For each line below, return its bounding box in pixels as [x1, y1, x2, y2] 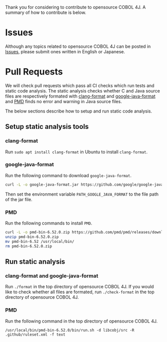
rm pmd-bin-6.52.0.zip [5, 243, 52, 248]
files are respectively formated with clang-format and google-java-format [5, 93, 156, 99]
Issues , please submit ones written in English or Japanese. [5, 48, 125, 54]
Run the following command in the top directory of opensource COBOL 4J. [5, 318, 158, 324]
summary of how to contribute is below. [5, 9, 86, 15]
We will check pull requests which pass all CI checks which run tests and [5, 82, 155, 89]
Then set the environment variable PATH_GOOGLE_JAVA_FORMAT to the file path [5, 191, 159, 197]
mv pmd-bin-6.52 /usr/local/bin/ [5, 239, 75, 244]
